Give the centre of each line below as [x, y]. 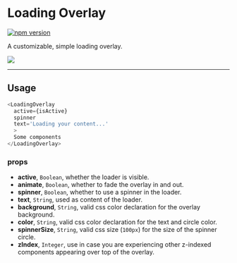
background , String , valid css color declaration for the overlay [109, 207]
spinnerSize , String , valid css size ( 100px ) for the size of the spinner [117, 230]
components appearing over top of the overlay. [86, 252]
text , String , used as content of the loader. [80, 200]
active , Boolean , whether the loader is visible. [83, 177]
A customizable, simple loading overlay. [65, 46]
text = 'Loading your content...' [61, 124]
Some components [37, 137]
